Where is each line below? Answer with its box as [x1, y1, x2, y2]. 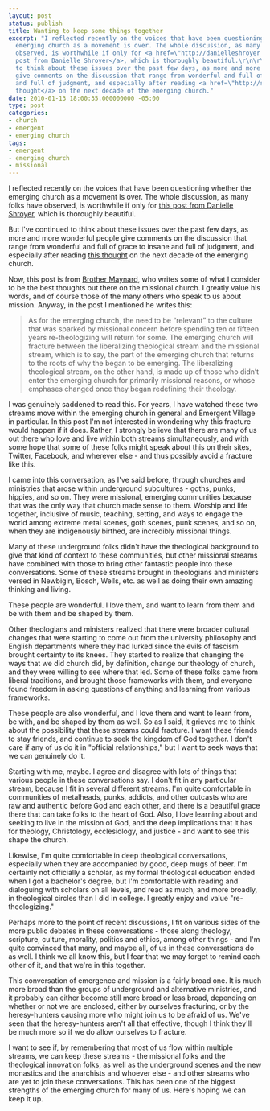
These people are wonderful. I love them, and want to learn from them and [8, 600, 255, 610]
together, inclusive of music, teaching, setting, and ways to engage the [8, 509, 243, 519]
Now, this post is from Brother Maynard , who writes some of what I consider [8, 274, 260, 284]
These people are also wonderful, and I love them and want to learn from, [8, 709, 252, 718]
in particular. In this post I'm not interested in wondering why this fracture [8, 417, 252, 426]
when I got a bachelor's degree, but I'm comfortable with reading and [8, 876, 239, 886]
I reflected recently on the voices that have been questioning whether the [8, 183, 252, 193]
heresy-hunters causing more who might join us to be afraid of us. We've [8, 1010, 251, 1020]
